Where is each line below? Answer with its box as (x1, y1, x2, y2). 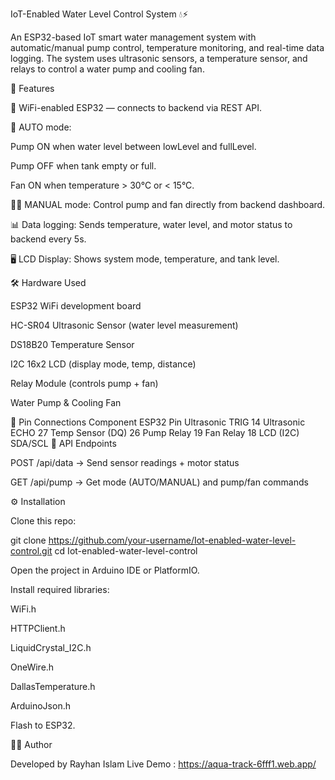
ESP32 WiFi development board (10, 300, 142, 312)
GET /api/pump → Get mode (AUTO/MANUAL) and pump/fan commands (10, 476, 309, 488)
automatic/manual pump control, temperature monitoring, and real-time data (10, 42, 325, 53)
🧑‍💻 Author (10, 739, 53, 750)
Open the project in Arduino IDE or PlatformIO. (10, 564, 200, 576)
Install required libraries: (10, 584, 110, 595)
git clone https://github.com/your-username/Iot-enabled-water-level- (10, 534, 297, 546)
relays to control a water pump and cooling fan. (10, 63, 205, 75)
